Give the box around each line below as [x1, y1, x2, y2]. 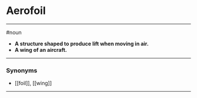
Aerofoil [6, 4, 46, 17]
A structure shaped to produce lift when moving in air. [14, 40, 149, 47]
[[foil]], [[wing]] [14, 80, 52, 87]
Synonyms [6, 66, 38, 74]
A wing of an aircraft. [14, 46, 67, 53]
